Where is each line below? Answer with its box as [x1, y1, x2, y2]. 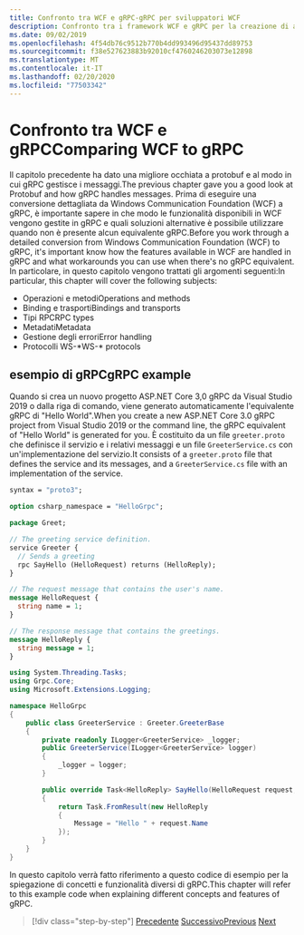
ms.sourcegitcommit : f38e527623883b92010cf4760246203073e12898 [9, 47, 253, 56]
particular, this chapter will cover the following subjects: [9, 275, 218, 286]
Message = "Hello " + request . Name [73, 819, 208, 828]
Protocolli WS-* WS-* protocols [22, 341, 141, 352]
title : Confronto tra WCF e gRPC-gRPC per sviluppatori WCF [9, 13, 242, 23]
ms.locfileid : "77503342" [9, 81, 107, 90]
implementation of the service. [9, 468, 124, 479]
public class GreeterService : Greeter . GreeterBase [25, 718, 224, 727]
